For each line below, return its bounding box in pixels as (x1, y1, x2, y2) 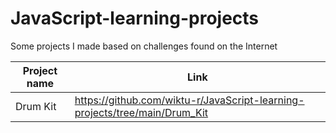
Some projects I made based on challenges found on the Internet (10, 40, 278, 52)
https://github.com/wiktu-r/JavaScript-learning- (74, 93, 305, 107)
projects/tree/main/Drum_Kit (74, 105, 209, 119)
